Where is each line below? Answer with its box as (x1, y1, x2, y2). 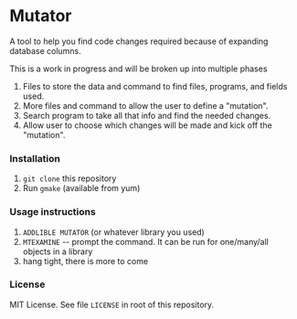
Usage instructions (9, 206, 96, 218)
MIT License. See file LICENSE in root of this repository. (9, 299, 215, 310)
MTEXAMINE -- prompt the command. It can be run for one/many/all (22, 236, 270, 247)
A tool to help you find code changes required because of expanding (9, 36, 269, 47)
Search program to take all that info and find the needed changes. (22, 110, 271, 121)
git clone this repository (22, 173, 117, 184)
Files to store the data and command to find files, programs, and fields (22, 80, 288, 91)
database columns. (9, 45, 82, 56)
